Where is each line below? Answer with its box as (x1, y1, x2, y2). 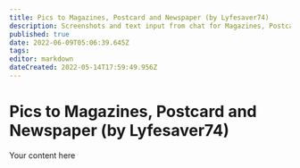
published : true (9, 29, 70, 38)
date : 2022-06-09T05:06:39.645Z (9, 38, 129, 47)
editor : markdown (9, 55, 74, 63)
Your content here (9, 149, 76, 161)
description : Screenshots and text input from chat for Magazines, (9, 21, 266, 30)
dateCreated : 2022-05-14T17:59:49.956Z (9, 63, 158, 72)
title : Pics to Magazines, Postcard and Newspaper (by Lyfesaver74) (9, 13, 270, 22)
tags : (9, 46, 29, 55)
